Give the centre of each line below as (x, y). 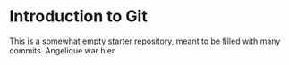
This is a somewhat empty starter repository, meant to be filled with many (145, 41)
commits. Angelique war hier (62, 50)
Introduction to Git (78, 16)
